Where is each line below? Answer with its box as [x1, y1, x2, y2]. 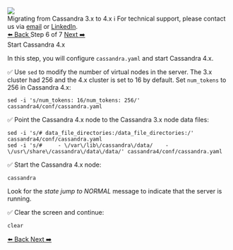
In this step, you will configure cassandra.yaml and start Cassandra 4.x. [7, 54, 214, 62]
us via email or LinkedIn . [7, 23, 78, 30]
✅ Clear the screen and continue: [7, 208, 104, 216]
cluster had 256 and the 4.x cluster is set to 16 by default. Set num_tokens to [7, 76, 227, 84]
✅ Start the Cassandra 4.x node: [7, 160, 102, 169]
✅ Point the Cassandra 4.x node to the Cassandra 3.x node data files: [7, 116, 210, 124]
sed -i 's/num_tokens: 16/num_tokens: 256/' [7, 97, 141, 104]
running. [7, 194, 32, 203]
